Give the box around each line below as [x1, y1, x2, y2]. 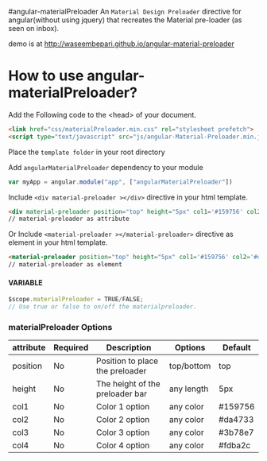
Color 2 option [96, 414, 150, 425]
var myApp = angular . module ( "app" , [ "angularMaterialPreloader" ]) [8, 178, 233, 186]
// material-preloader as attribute [8, 215, 130, 223]
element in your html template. [8, 238, 108, 247]
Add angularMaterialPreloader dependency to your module [8, 162, 204, 172]
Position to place [96, 355, 159, 366]
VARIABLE [8, 277, 44, 287]
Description [106, 342, 152, 353]
